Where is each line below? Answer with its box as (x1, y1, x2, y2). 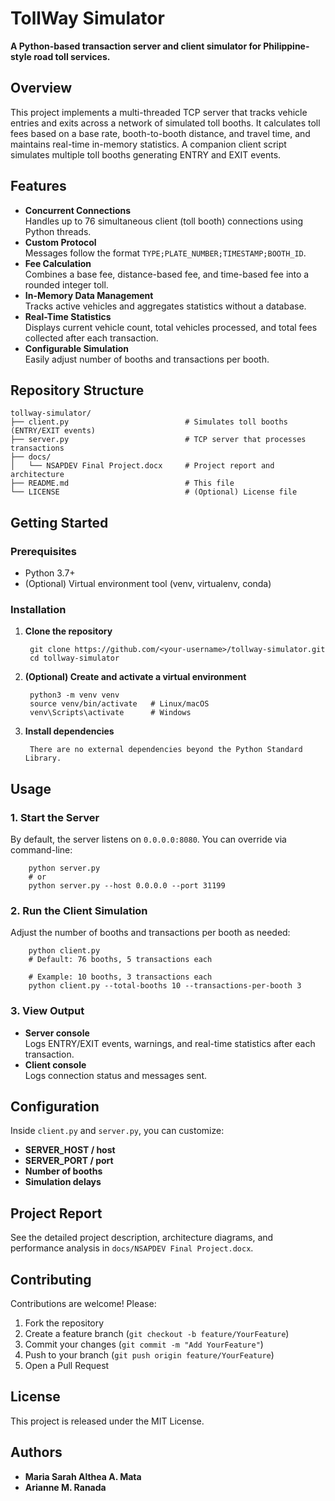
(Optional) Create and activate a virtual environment (24, 671, 247, 683)
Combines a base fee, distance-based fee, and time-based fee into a (24, 268, 310, 280)
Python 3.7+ (24, 567, 76, 579)
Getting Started (10, 514, 109, 531)
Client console (24, 1058, 87, 1071)
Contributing (10, 1271, 92, 1288)
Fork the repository (24, 1317, 105, 1329)
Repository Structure (10, 382, 145, 399)
